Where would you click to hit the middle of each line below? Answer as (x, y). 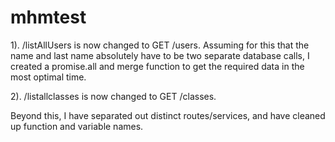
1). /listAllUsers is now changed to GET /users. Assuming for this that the (160, 45)
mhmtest (48, 17)
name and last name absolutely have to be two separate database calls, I (160, 55)
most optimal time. (48, 77)
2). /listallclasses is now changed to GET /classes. (113, 96)
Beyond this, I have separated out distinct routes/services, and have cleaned (168, 115)
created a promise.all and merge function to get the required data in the (157, 66)
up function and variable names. (77, 126)
